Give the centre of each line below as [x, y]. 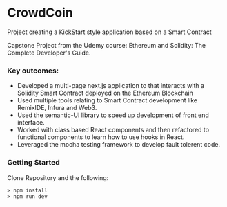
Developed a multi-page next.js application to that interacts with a [111, 86]
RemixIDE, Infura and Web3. [57, 108]
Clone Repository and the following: [58, 177]
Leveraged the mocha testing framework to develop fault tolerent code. [119, 145]
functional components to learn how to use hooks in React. [101, 137]
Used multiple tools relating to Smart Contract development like [107, 100]
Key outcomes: [33, 71]
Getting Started [33, 163]
